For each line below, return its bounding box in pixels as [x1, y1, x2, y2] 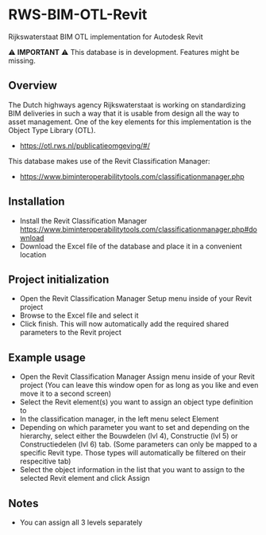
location [19, 249, 47, 260]
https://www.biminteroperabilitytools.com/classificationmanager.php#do [19, 225, 258, 234]
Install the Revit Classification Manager [19, 216, 148, 225]
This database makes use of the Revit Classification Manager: [8, 156, 210, 166]
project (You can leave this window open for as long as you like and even [19, 381, 259, 390]
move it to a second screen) [19, 389, 112, 399]
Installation [8, 195, 65, 209]
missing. [8, 56, 36, 65]
